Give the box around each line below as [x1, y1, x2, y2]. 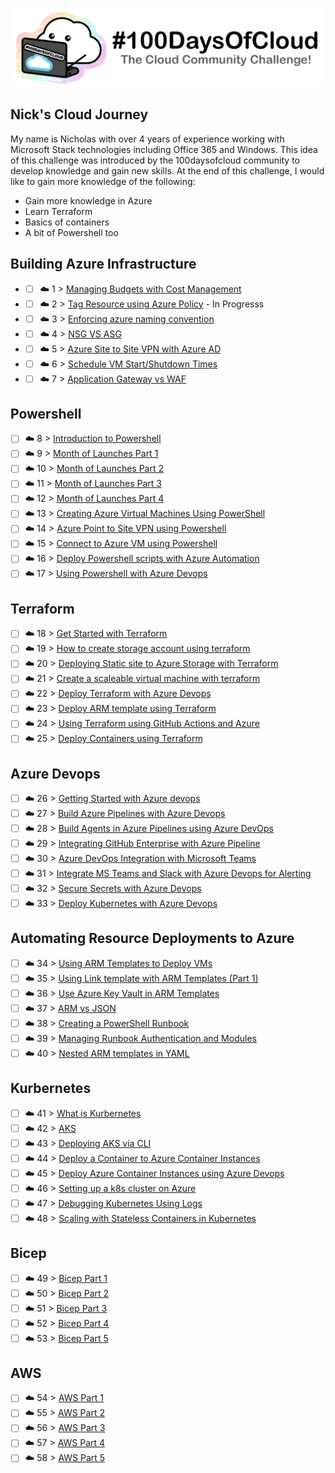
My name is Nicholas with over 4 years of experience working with [10, 133, 285, 145]
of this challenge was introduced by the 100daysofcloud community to [10, 154, 300, 166]
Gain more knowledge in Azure [24, 194, 153, 207]
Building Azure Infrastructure [10, 256, 197, 273]
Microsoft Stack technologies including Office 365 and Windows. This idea [10, 143, 318, 155]
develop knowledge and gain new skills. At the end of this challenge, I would [10, 164, 325, 177]
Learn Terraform [24, 205, 93, 217]
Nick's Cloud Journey [10, 106, 149, 123]
